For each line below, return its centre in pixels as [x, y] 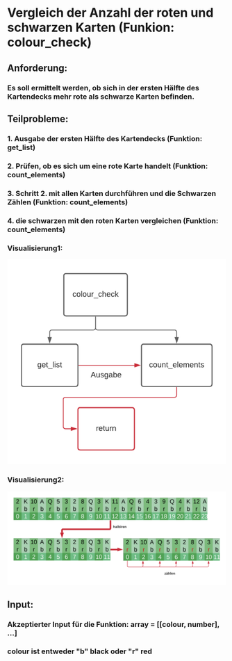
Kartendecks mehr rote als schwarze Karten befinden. [101, 97]
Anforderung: [38, 68]
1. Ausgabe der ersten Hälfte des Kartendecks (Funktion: [105, 138]
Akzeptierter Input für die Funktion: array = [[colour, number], [114, 624]
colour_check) [50, 42]
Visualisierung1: [35, 248]
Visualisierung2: [36, 480]
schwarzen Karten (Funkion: [91, 27]
